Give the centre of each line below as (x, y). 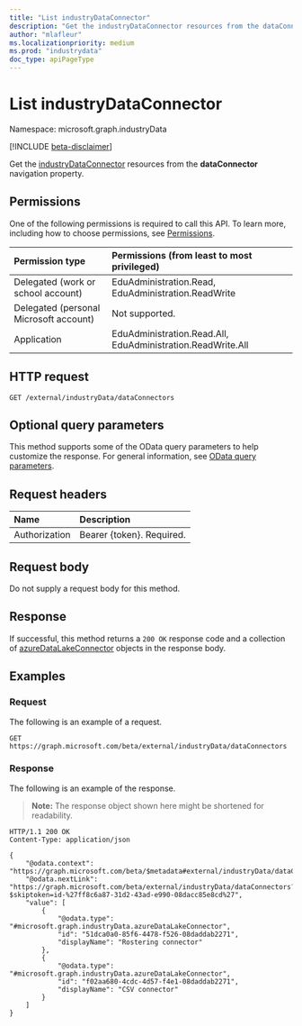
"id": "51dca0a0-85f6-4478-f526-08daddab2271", (148, 934)
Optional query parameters (87, 425)
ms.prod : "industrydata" (56, 51)
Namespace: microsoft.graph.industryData (89, 129)
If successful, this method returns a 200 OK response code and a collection (147, 638)
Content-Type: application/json (70, 840)
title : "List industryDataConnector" (80, 18)
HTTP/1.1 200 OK (40, 831)
